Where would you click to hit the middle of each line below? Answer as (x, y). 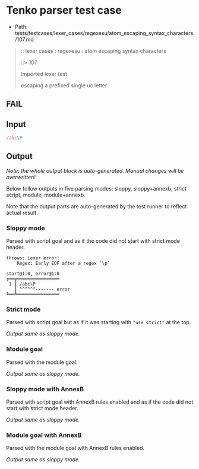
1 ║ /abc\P (22, 284)
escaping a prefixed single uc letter (64, 85)
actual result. (22, 213)
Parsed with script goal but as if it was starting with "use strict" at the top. (99, 322)
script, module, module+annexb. (46, 195)
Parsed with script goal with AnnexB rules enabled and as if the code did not (100, 402)
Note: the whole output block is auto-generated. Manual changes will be (95, 170)
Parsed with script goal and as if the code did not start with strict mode (93, 241)
